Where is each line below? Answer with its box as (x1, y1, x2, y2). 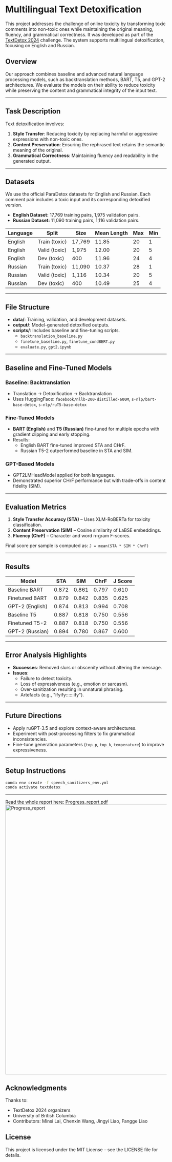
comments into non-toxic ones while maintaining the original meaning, (5, 26, 154, 32)
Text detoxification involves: (5, 121, 64, 127)
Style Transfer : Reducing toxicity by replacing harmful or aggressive (12, 130, 158, 137)
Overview (5, 57, 37, 66)
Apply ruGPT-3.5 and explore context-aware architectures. (12, 725, 137, 731)
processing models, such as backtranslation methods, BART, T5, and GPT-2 (5, 76, 165, 83)
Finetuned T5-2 (8, 619, 47, 627)
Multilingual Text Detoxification (5, 4, 142, 15)
